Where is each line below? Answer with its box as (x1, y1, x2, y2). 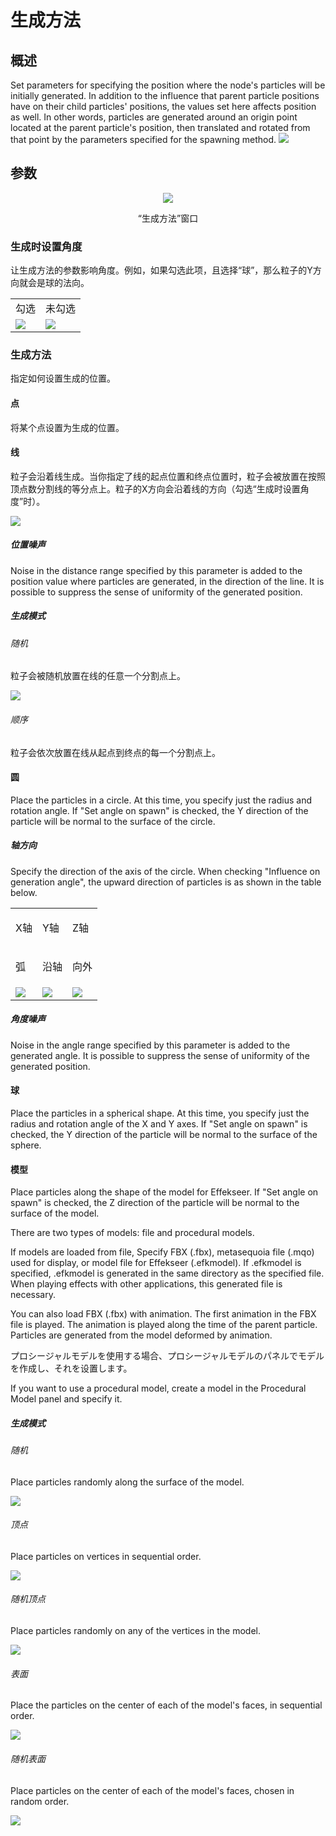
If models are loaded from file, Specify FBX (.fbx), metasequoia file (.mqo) (10, 1246, 315, 1258)
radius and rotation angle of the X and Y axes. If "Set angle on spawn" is (10, 1117, 308, 1130)
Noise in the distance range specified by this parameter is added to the (10, 564, 303, 576)
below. (10, 886, 38, 898)
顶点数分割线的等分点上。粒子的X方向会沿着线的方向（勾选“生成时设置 (10, 482, 301, 495)
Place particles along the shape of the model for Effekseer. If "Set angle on (10, 1186, 319, 1198)
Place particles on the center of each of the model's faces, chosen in (10, 1784, 295, 1796)
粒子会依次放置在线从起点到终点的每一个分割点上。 (10, 746, 221, 758)
